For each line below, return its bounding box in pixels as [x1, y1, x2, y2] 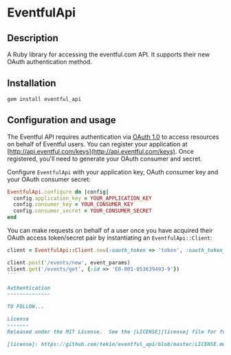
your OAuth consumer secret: [7, 175, 91, 183]
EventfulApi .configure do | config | [7, 188, 109, 195]
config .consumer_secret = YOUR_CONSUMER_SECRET [13, 207, 153, 214]
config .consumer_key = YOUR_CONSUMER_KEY [13, 201, 134, 208]
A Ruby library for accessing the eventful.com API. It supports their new [7, 50, 210, 58]
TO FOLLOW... [7, 304, 45, 310]
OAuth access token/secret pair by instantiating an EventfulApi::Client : [7, 233, 212, 242]
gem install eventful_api [7, 95, 81, 102]
